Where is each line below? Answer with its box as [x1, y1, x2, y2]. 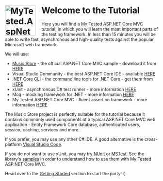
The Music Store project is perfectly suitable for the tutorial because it [5, 111, 145, 117]
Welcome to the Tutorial [41, 5, 140, 16]
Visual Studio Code [22, 141, 62, 147]
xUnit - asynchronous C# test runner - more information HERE [12, 86, 137, 92]
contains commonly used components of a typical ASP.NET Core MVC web [5, 116, 156, 122]
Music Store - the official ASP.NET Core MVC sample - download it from [12, 60, 157, 66]
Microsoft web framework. [5, 41, 58, 47]
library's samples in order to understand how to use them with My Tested [5, 156, 151, 162]
